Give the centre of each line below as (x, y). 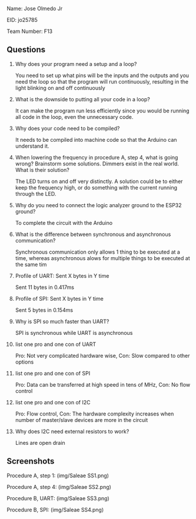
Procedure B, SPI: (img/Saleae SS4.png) (55, 510)
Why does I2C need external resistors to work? (72, 431)
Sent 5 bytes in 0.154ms (44, 310)
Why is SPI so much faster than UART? (62, 321)
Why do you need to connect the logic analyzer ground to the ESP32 (98, 205)
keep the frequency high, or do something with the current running (96, 187)
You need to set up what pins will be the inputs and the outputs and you (102, 75)
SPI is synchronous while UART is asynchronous (74, 332)
